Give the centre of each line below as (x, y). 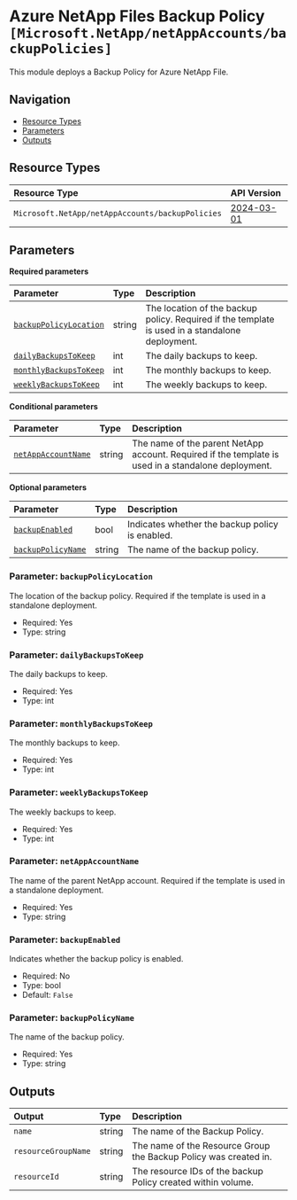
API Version (255, 192)
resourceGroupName (52, 1151)
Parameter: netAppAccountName (74, 861)
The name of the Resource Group (201, 1146)
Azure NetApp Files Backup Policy (137, 16)
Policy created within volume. (193, 1182)
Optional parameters (48, 487)
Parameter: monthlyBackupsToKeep (81, 723)
